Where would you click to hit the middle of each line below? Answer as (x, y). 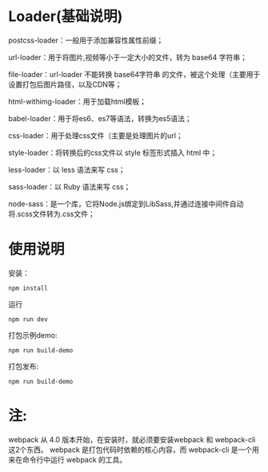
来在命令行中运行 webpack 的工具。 (68, 459)
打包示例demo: (33, 335)
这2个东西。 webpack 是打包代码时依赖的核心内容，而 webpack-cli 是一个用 (134, 450)
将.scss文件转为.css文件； (52, 214)
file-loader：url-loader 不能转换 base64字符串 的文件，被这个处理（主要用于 (134, 74)
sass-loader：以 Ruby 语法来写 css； (70, 186)
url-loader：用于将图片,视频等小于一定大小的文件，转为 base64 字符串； (128, 57)
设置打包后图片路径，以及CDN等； (65, 84)
